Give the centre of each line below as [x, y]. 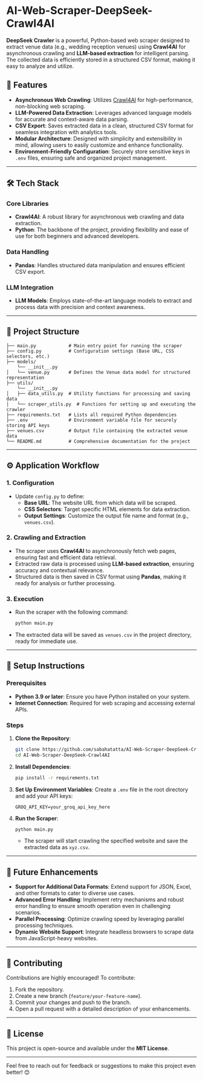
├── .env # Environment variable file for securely [92, 420]
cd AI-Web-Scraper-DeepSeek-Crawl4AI [63, 755]
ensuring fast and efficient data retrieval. [66, 557]
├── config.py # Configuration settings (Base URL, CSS [90, 351]
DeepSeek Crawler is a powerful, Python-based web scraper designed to [98, 40]
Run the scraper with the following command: [72, 612]
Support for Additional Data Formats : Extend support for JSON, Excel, [103, 887]
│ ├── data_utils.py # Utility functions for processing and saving [98, 393]
